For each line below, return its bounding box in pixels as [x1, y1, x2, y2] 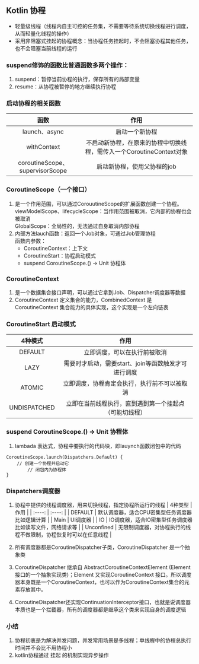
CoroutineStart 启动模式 [6, 320, 76, 328]
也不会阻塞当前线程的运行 [14, 45, 78, 52]
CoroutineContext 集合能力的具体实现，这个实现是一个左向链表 [14, 304, 169, 310]
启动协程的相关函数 [6, 100, 61, 108]
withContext [26, 143, 60, 151]
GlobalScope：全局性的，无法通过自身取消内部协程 [14, 222, 140, 230]
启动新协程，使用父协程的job [97, 163, 176, 171]
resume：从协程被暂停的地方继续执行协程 [14, 83, 117, 90]
